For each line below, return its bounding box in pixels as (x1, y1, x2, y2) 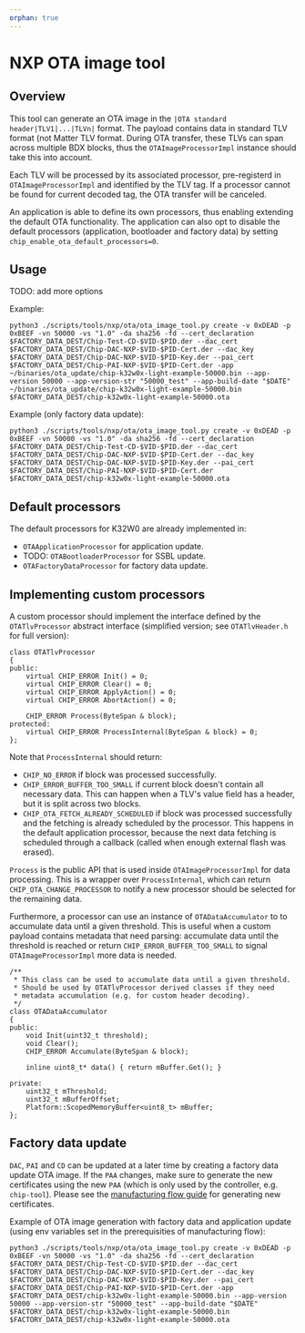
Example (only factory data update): (9, 409, 144, 420)
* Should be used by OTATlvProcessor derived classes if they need (13, 983, 275, 993)
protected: (9, 720, 51, 729)
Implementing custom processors (9, 587, 206, 602)
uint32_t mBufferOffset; (25, 1095, 120, 1104)
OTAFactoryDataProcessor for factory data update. (22, 560, 208, 571)
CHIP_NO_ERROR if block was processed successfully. (22, 769, 217, 780)
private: (9, 1079, 43, 1089)
